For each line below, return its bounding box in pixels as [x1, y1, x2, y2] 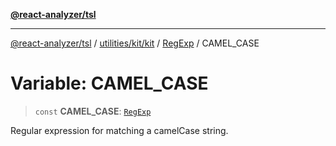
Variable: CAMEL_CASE [10, 72, 209, 95]
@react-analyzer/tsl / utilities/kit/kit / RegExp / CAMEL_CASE [10, 37, 260, 49]
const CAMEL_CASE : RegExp [34, 105, 152, 117]
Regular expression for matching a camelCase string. [10, 124, 229, 136]
